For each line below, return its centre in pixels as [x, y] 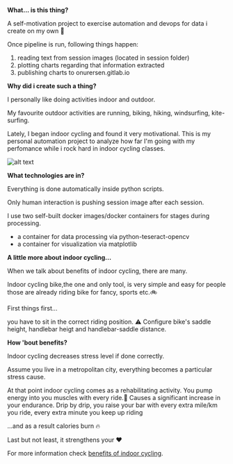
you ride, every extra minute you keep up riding [75, 412]
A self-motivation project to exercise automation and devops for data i [107, 23]
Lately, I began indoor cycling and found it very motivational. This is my [109, 134]
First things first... [32, 308]
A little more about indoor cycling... [59, 257]
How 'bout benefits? [37, 342]
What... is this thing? [38, 10]
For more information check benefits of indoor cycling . [85, 453]
